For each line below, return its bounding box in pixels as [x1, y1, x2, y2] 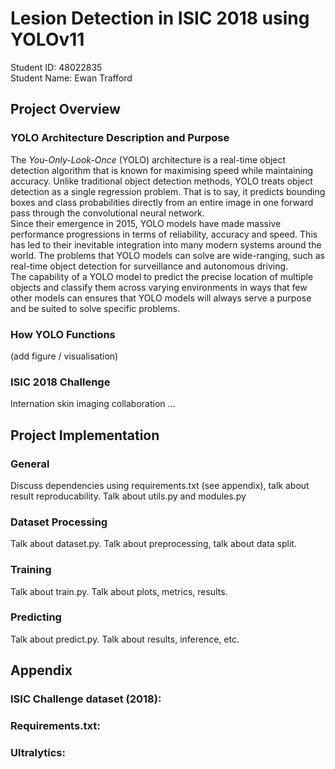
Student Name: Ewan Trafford [10, 72, 133, 84]
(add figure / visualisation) [10, 350, 119, 362]
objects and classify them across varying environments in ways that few [10, 281, 308, 293]
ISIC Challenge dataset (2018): [10, 692, 162, 706]
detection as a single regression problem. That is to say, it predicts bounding [10, 185, 326, 197]
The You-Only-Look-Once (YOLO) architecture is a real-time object [10, 153, 287, 166]
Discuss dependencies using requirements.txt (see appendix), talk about [10, 479, 310, 491]
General [10, 457, 50, 471]
